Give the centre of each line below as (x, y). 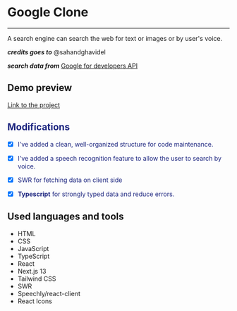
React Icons (35, 301)
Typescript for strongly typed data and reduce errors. (96, 194)
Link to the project (34, 105)
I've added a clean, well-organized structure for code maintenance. (115, 144)
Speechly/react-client (49, 293)
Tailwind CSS (37, 279)
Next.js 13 (32, 271)
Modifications (39, 127)
